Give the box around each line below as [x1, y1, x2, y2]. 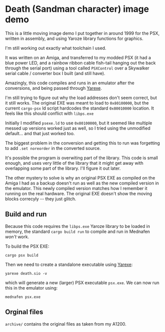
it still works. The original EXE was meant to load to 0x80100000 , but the [5, 100, 149, 106]
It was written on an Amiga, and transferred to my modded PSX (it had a [5, 54, 151, 60]
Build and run [5, 210, 47, 219]
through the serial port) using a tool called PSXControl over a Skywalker [5, 65, 150, 71]
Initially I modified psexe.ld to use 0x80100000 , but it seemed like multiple [5, 120, 153, 126]
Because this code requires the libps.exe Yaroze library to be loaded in [5, 223, 150, 229]
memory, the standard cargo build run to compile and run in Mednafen [5, 228, 150, 234]
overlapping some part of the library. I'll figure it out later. [5, 165, 121, 171]
